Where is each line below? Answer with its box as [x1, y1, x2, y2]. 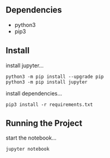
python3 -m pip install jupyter [5, 79, 88, 85]
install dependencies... [5, 89, 63, 97]
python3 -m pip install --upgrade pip [5, 73, 104, 80]
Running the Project [5, 118, 83, 129]
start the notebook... [5, 134, 57, 141]
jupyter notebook [5, 146, 50, 152]
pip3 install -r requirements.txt [5, 101, 94, 108]
